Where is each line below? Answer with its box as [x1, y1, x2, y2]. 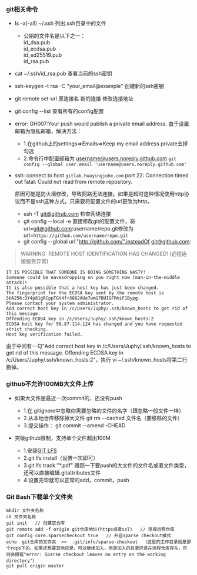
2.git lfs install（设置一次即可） [23, 454, 99, 462]
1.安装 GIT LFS [23, 447, 57, 454]
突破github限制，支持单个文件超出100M [14, 434, 111, 441]
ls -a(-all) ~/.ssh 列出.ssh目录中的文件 [14, 20, 106, 27]
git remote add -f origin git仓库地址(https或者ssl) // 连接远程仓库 [6, 526, 175, 532]
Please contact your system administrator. [6, 300, 115, 307]
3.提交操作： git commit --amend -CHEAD [23, 421, 126, 429]
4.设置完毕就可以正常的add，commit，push [23, 476, 129, 483]
